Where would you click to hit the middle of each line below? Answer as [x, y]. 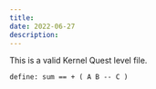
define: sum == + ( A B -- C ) [69, 77]
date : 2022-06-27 [42, 26]
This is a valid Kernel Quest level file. [78, 61]
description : [34, 35]
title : [22, 18]
